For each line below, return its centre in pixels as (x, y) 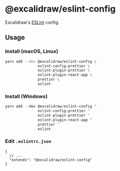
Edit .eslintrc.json (28, 141)
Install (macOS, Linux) (32, 51)
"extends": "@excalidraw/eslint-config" (51, 160)
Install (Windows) (26, 96)
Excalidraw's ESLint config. (32, 22)
